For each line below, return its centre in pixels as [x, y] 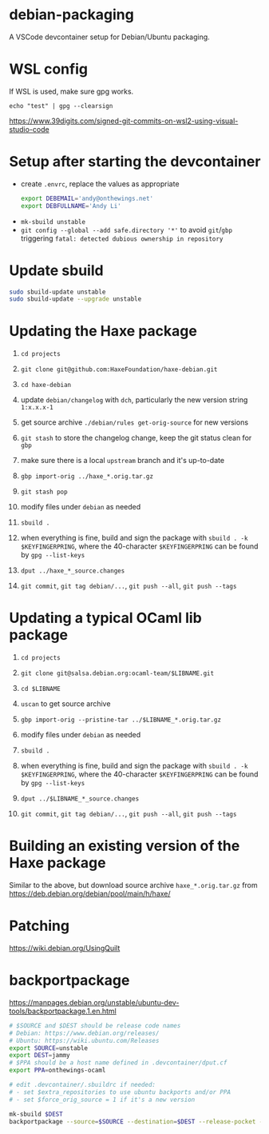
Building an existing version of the [125, 846]
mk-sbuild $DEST [36, 1114]
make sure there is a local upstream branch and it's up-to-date [123, 461]
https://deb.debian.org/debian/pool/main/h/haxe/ [90, 894]
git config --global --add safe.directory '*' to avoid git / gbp [127, 230]
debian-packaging [71, 15]
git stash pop [44, 492]
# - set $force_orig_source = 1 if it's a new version [102, 1100]
